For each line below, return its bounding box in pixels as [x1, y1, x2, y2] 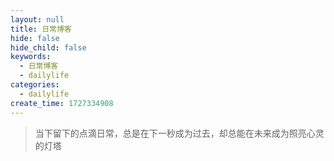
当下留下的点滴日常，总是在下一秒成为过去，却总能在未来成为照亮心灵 [34, 127, 325, 139]
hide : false [10, 33, 60, 43]
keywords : [10, 52, 52, 62]
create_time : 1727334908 [10, 98, 114, 108]
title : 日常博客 [10, 24, 72, 34]
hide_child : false [10, 42, 87, 53]
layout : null [10, 14, 65, 25]
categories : [10, 80, 60, 90]
